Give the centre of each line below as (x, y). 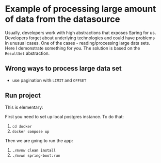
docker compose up (31, 131)
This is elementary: (24, 107)
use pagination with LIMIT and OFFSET (49, 80)
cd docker (22, 126)
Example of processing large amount (80, 9)
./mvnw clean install (34, 150)
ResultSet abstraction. (27, 53)
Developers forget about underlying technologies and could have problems (80, 38)
